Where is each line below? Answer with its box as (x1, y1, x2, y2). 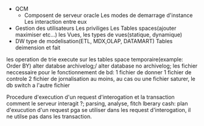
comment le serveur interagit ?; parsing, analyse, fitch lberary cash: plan (6, 100, 188, 107)
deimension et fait (15, 44, 61, 51)
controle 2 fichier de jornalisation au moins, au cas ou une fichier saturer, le (6, 75, 196, 82)
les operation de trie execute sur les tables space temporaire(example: (6, 56, 184, 63)
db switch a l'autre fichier (6, 82, 70, 89)
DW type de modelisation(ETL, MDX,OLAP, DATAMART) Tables (15, 38, 173, 44)
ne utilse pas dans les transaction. (6, 113, 93, 120)
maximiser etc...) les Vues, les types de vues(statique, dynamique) (15, 31, 183, 38)
